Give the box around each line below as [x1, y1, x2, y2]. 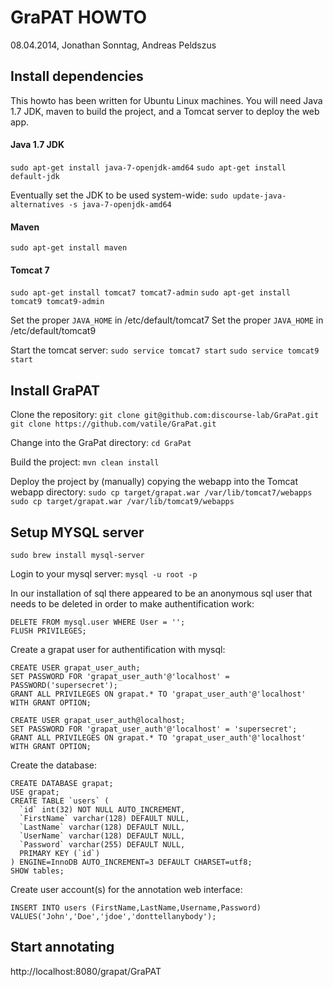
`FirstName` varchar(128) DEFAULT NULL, [19, 813, 190, 823]
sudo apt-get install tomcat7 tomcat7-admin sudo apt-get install [10, 288, 291, 298]
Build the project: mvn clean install [10, 456, 160, 468]
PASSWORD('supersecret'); [10, 680, 118, 690]
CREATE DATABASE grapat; [10, 778, 114, 788]
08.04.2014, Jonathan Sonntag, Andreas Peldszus [10, 39, 217, 51]
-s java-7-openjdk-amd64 [68, 199, 172, 210]
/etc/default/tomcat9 [10, 325, 97, 337]
